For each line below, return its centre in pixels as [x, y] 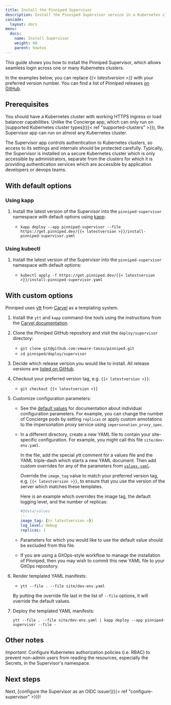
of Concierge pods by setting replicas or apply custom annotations [91, 419]
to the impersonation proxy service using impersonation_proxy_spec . [92, 425]
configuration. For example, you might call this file [91, 440]
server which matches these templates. [62, 487]
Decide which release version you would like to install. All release [81, 363]
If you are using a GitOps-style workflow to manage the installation [90, 555]
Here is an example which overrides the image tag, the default [85, 496]
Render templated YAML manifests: [50, 576]
